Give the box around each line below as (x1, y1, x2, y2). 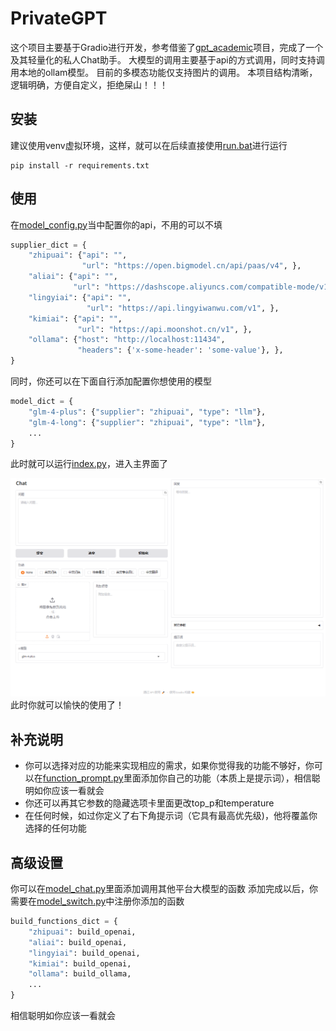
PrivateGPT (10, 7, 108, 30)
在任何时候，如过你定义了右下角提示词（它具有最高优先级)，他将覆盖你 (24, 810, 318, 822)
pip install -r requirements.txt (10, 160, 150, 171)
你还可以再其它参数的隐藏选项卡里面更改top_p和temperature (24, 797, 275, 809)
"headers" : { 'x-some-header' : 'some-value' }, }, (77, 345, 284, 356)
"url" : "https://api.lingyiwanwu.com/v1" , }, (86, 303, 280, 313)
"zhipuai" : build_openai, (28, 927, 137, 937)
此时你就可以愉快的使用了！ (10, 699, 125, 711)
